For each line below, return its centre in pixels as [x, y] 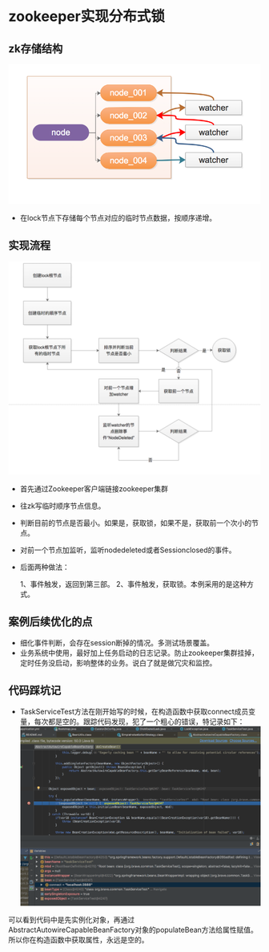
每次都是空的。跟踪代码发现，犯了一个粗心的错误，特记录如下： [139, 721]
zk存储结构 [36, 49]
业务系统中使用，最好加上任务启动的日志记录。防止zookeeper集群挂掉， [139, 653]
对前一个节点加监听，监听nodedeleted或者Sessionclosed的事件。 [128, 550]
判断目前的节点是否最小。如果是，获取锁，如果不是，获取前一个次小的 [136, 523]
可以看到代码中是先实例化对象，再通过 [71, 919]
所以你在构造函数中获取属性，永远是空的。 [78, 939]
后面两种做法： [44, 567]
